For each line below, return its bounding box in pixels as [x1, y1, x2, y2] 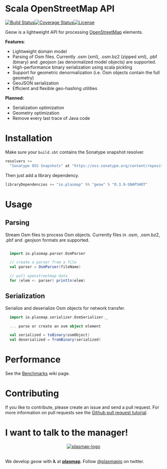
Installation [5, 133, 53, 144]
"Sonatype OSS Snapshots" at [9, 163, 70, 168]
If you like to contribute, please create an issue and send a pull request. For [5, 404, 160, 410]
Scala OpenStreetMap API [5, 3, 115, 14]
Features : [5, 38, 25, 45]
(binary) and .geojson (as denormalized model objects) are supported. [12, 59, 157, 65]
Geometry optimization [12, 110, 60, 116]
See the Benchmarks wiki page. [5, 371, 70, 376]
